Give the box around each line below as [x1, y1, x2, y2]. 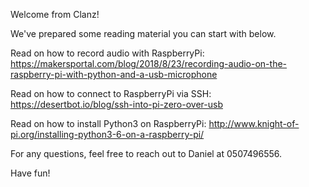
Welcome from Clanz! [10, 9, 100, 20]
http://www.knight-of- [208, 118, 300, 129]
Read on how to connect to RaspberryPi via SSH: [10, 88, 212, 99]
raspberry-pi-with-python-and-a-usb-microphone [10, 69, 218, 80]
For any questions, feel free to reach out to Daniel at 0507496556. [10, 148, 283, 159]
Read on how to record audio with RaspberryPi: [10, 47, 205, 59]
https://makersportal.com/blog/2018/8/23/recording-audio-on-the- [10, 58, 288, 69]
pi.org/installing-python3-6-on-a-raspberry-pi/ [10, 129, 205, 140]
